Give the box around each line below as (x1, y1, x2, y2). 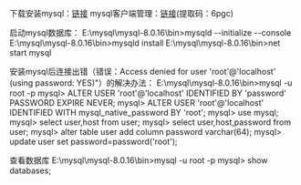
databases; (9, 165, 52, 176)
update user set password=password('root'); (9, 136, 178, 147)
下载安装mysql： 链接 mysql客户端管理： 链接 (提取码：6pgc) (9, 8, 234, 18)
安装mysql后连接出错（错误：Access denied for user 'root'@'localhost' (9, 67, 276, 77)
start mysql (9, 47, 52, 57)
